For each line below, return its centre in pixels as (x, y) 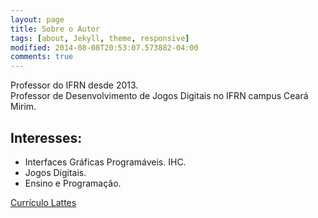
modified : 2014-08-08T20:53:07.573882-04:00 (104, 47)
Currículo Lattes (43, 202)
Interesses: (46, 137)
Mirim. (23, 107)
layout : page (37, 19)
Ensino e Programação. (73, 183)
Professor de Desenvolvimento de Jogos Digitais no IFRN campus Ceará (159, 96)
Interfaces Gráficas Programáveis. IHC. (105, 162)
